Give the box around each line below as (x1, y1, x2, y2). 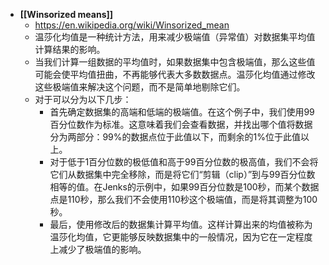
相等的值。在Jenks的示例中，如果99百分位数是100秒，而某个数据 (49, 181, 320, 193)
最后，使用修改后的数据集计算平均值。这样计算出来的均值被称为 (49, 219, 313, 230)
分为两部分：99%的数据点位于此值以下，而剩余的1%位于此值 (49, 131, 301, 143)
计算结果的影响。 (34, 44, 106, 55)
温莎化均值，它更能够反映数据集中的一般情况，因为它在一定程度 (49, 231, 313, 243)
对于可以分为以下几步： (34, 94, 132, 105)
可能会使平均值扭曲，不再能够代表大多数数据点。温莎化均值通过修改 (34, 69, 316, 80)
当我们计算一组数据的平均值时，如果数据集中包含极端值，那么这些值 (34, 56, 316, 68)
